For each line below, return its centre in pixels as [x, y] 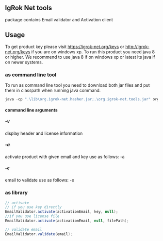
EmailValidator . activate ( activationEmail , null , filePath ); [67, 221]
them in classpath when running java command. [53, 90]
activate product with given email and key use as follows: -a [65, 157]
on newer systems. [24, 62]
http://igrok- [137, 47]
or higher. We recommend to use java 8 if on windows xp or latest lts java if [80, 57]
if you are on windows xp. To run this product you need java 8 [93, 52]
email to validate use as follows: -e [40, 180]
